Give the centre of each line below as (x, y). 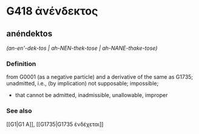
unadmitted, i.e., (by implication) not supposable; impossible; (83, 84)
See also (19, 111)
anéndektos (29, 34)
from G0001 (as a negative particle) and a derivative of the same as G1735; (100, 77)
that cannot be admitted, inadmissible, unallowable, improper (91, 95)
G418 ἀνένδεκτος (52, 11)
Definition (21, 64)
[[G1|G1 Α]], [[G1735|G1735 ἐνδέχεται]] (55, 124)
